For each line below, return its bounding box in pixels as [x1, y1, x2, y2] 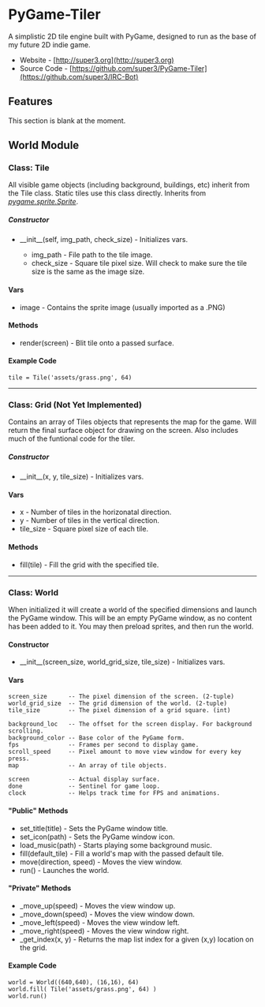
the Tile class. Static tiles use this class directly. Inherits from [8, 188, 207, 198]
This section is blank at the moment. [8, 116, 126, 125]
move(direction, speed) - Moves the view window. [19, 857, 183, 867]
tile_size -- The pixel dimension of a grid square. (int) [8, 707, 231, 714]
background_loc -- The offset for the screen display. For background [8, 720, 252, 729]
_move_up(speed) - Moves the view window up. [19, 901, 176, 910]
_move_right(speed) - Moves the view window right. [19, 926, 189, 935]
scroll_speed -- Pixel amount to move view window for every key [8, 748, 242, 756]
